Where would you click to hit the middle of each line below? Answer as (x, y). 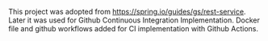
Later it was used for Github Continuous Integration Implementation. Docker (134, 20)
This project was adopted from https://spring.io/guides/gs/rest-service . (127, 12)
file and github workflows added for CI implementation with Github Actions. (133, 29)
